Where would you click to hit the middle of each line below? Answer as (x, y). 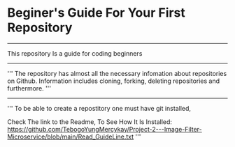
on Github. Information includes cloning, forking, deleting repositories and (114, 81)
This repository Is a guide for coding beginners (75, 53)
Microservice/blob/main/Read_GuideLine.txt (71, 137)
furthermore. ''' (29, 88)
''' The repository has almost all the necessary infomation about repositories (117, 73)
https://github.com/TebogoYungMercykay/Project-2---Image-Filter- (105, 129)
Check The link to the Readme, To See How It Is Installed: (90, 122)
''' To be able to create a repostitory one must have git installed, (99, 108)
